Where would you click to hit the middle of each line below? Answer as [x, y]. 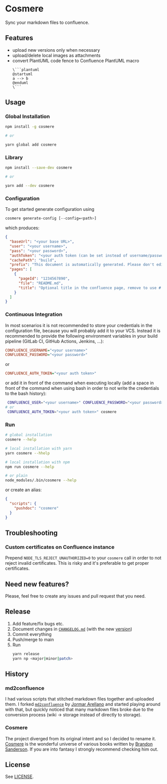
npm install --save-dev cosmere [39, 168]
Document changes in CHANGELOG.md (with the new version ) [72, 629]
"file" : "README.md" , [41, 283]
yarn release [26, 654]
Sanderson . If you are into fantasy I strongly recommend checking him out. [82, 749]
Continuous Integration [34, 315]
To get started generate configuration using [50, 209]
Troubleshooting [32, 533]
